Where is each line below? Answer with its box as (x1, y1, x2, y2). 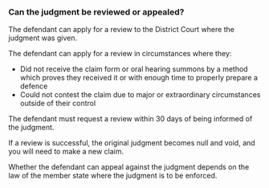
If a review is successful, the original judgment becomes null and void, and (8, 138, 255, 148)
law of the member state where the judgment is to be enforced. (8, 171, 218, 181)
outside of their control (19, 99, 96, 108)
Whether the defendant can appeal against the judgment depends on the (8, 162, 250, 172)
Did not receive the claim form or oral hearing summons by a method (19, 64, 248, 74)
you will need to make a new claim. (8, 147, 124, 157)
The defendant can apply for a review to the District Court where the (8, 25, 235, 35)
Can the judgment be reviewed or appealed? (8, 6, 185, 18)
